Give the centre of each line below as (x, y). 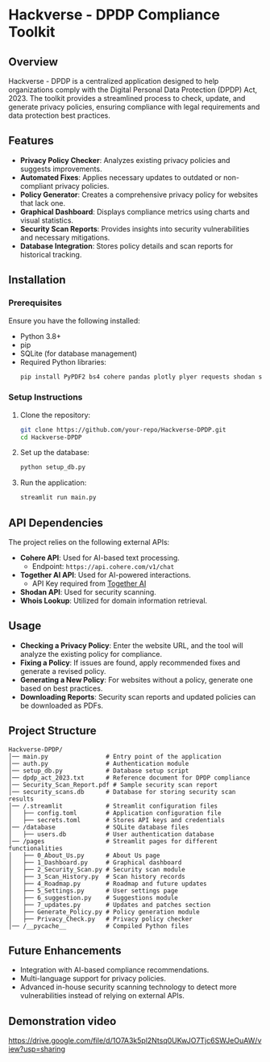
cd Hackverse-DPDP (51, 437)
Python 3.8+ (41, 336)
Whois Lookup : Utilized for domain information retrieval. (114, 600)
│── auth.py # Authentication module (99, 763)
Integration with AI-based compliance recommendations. (114, 970)
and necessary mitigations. (65, 237)
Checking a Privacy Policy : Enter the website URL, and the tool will (131, 645)
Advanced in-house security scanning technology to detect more (128, 987)
